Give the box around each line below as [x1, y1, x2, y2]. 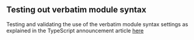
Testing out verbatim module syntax [6, 5, 147, 15]
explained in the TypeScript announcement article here [6, 27, 144, 34]
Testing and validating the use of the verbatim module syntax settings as [6, 20, 189, 27]
